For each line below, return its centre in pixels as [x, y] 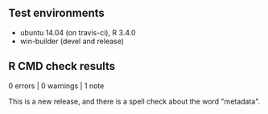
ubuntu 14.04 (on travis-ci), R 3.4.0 [78, 32]
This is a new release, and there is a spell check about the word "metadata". [134, 101]
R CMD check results [62, 66]
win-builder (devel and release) [72, 41]
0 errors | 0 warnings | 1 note [56, 85]
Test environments [56, 13]
